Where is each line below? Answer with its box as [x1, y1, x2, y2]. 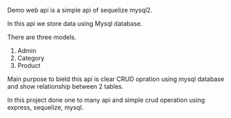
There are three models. [7, 33, 77, 41]
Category [17, 54, 45, 62]
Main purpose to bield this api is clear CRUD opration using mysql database [7, 75, 225, 83]
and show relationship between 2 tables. [7, 82, 124, 90]
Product [17, 61, 40, 69]
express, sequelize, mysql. [7, 103, 84, 111]
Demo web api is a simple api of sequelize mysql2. [7, 6, 153, 14]
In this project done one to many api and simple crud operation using [7, 96, 205, 104]
